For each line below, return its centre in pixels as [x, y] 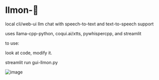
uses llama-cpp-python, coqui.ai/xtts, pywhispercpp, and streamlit [73, 33]
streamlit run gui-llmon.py [32, 62]
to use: [12, 43]
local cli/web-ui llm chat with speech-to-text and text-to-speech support [79, 24]
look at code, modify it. [29, 53]
